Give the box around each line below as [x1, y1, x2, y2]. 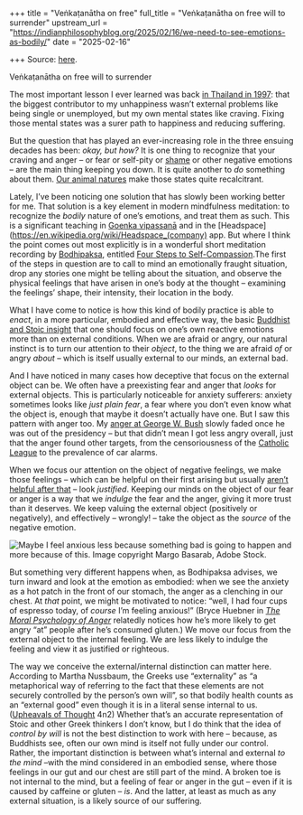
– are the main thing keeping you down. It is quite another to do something [9, 164, 286, 174]
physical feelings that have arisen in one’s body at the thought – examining [9, 277, 287, 288]
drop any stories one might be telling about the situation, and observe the [9, 268, 282, 278]
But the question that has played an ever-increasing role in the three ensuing [9, 136, 294, 145]
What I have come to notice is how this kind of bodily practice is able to [9, 304, 274, 315]
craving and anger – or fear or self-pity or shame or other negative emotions [9, 155, 293, 165]
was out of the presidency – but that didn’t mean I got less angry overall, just [9, 428, 294, 438]
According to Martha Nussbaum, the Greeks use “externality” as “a [9, 670, 258, 681]
